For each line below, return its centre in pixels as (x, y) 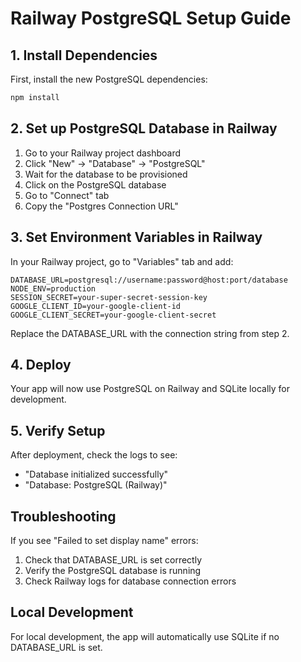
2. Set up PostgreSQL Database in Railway (144, 128)
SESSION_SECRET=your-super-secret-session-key (109, 297)
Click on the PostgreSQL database (95, 184)
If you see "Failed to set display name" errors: (104, 540)
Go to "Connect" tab (67, 195)
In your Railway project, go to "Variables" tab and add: (122, 261)
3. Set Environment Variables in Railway (136, 237)
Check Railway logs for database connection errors (130, 581)
